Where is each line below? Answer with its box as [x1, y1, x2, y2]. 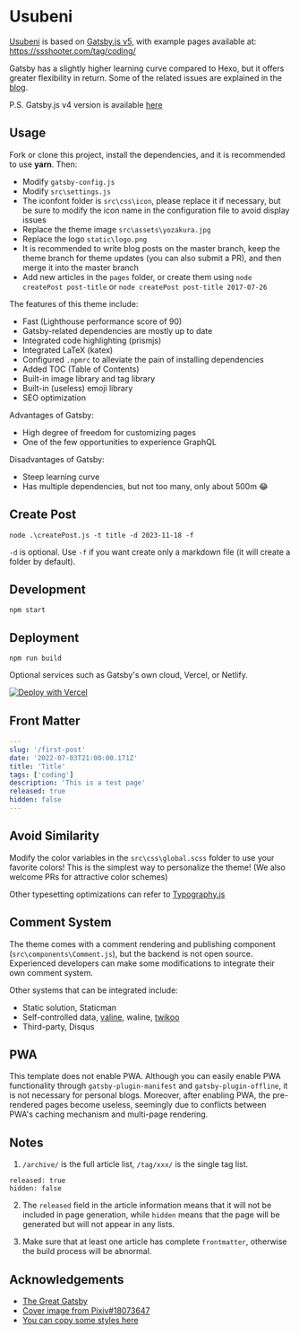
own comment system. [9, 967, 94, 978]
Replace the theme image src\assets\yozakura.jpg [21, 224, 211, 234]
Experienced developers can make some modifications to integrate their [9, 958, 276, 969]
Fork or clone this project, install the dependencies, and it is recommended [9, 149, 286, 160]
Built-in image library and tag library [21, 373, 156, 383]
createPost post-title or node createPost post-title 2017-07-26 [21, 281, 268, 292]
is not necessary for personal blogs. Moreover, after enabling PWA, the [9, 1090, 271, 1101]
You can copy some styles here [21, 1314, 139, 1325]
